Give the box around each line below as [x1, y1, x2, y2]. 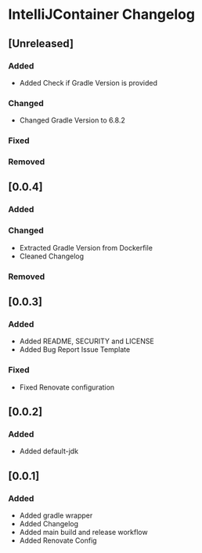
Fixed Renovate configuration [19, 383, 115, 392]
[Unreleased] [8, 37, 74, 50]
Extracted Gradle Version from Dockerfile [19, 243, 153, 252]
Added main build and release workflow [19, 527, 148, 537]
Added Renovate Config [19, 536, 97, 545]
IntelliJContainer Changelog [8, 5, 196, 24]
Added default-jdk [19, 446, 79, 456]
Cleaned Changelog [19, 251, 85, 261]
